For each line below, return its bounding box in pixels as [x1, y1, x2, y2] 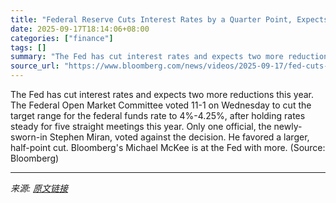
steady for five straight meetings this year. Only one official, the [10, 121, 272, 132]
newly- [273, 121, 303, 132]
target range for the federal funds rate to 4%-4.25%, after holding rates [10, 110, 306, 121]
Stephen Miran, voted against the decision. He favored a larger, [49, 131, 310, 143]
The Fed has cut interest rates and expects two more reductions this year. [10, 89, 315, 100]
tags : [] [10, 42, 47, 53]
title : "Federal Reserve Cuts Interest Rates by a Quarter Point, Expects [10, 14, 329, 25]
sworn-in [10, 131, 48, 143]
